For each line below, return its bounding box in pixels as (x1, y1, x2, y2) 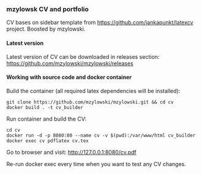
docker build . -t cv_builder (6, 104, 84, 110)
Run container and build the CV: (6, 115, 87, 123)
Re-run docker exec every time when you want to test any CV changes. (6, 160, 187, 167)
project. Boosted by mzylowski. (6, 25, 86, 32)
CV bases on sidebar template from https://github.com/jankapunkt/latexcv (6, 19, 194, 26)
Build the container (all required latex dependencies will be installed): (6, 87, 181, 94)
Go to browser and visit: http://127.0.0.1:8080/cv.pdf (6, 148, 137, 156)
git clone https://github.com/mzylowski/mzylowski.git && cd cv (6, 99, 174, 105)
